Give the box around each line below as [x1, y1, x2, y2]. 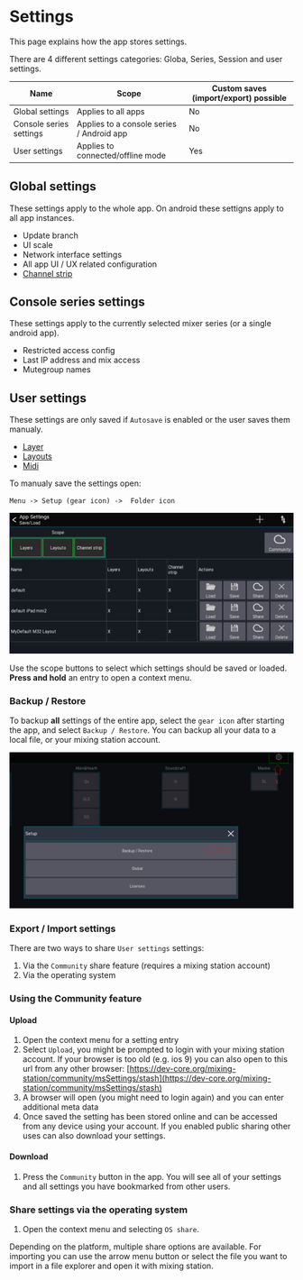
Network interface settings [22, 249, 123, 260]
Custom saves [211, 83, 268, 94]
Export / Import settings [9, 922, 116, 935]
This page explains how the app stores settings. [9, 36, 188, 47]
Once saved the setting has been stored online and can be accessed [22, 1111, 278, 1122]
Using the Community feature [9, 992, 142, 1005]
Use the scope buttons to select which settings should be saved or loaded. [9, 663, 288, 673]
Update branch [22, 230, 79, 241]
